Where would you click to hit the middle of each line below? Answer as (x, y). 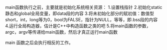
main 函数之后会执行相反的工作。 (39, 43)
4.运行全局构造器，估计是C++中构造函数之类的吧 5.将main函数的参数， (78, 26)
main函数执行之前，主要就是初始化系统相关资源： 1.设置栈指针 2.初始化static (84, 7)
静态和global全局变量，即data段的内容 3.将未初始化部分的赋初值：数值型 (80, 13)
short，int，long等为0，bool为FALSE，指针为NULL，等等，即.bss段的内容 (82, 20)
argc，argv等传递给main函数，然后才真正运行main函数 (62, 32)
